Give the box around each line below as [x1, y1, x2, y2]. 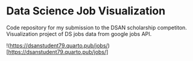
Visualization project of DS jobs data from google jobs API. [6, 30, 152, 37]
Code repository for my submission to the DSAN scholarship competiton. [6, 24, 187, 31]
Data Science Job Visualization [6, 4, 166, 18]
